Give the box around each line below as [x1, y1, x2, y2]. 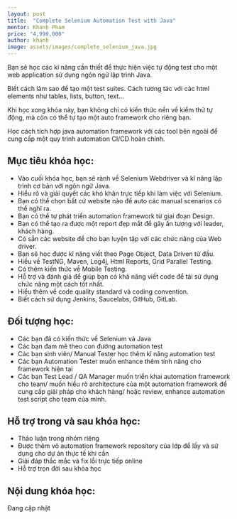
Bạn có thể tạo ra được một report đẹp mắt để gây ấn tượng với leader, [17, 219, 224, 228]
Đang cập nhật [7, 504, 51, 513]
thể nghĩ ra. [17, 204, 52, 213]
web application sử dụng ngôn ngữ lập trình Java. [7, 70, 153, 79]
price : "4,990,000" [7, 30, 65, 38]
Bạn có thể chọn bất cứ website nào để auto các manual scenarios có [17, 196, 222, 205]
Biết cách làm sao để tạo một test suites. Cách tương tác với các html [7, 85, 210, 92]
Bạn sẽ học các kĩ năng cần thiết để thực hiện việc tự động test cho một [7, 63, 218, 71]
